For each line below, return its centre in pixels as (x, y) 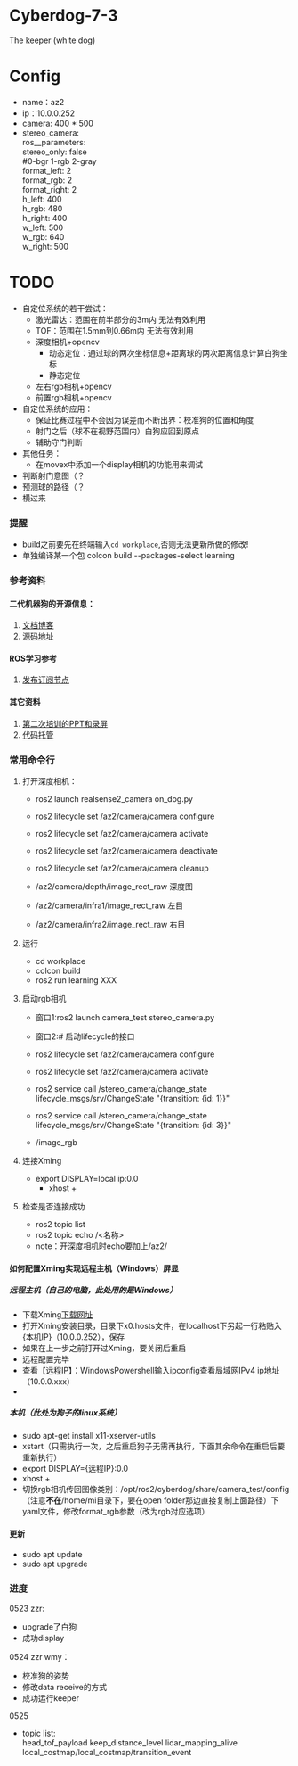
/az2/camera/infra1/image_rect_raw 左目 (109, 905)
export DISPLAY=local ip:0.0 (87, 1178)
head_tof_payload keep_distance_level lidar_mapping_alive (130, 1742)
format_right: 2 (49, 189)
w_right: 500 (45, 246)
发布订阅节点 (45, 680)
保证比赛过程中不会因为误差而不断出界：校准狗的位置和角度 (145, 419)
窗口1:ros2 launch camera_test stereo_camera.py (125, 1017)
